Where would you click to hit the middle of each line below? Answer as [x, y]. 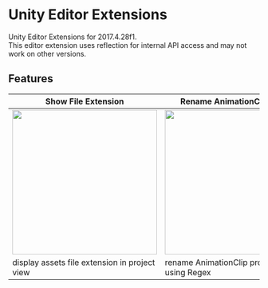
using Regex [188, 272]
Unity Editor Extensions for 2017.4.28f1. [73, 37]
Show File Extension [85, 101]
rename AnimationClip [206, 262]
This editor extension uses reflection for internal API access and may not [128, 45]
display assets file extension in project [84, 262]
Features [31, 79]
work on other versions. [47, 53]
